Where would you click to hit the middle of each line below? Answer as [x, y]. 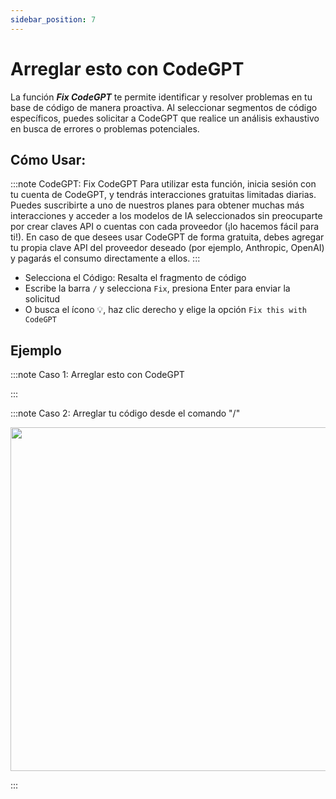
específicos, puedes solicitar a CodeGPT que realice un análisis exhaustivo [165, 118]
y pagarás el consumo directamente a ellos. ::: [105, 258]
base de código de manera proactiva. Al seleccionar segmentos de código [164, 107]
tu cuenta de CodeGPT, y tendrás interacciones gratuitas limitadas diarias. [163, 195]
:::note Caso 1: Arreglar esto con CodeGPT [97, 375]
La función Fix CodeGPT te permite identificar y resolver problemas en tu [161, 97]
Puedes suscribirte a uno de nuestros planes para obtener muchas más [157, 205]
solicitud [42, 299]
